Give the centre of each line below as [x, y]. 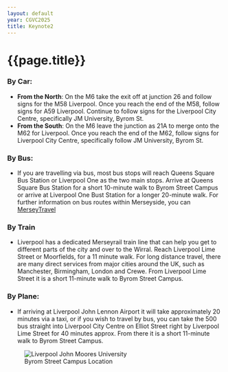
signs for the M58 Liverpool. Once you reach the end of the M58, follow [118, 104]
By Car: [20, 82]
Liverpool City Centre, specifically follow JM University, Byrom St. [110, 140]
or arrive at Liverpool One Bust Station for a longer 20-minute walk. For [117, 195]
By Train [21, 227]
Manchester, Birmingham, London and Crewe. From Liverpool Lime [112, 271]
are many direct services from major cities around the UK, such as [111, 264]
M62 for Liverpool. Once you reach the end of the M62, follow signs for [118, 133]
